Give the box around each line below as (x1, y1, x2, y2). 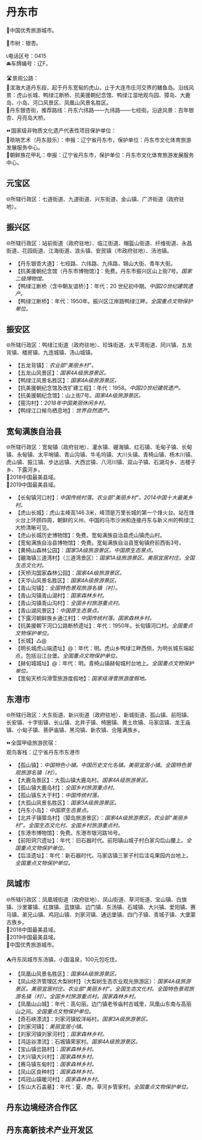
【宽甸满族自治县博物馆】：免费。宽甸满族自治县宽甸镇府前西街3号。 (14, 539, 185, 546)
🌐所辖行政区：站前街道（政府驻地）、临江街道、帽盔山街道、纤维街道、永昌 (6, 239, 192, 247)
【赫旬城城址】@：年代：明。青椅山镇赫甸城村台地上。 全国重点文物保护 (14, 660, 194, 667)
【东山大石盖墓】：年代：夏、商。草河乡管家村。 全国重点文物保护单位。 (14, 1083, 192, 1090)
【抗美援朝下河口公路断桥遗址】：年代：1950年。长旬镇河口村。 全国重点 (14, 622, 194, 629)
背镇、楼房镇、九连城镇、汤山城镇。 (6, 349, 96, 356)
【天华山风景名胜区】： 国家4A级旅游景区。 (14, 577, 120, 584)
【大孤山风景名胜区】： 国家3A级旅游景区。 (14, 799, 120, 806)
